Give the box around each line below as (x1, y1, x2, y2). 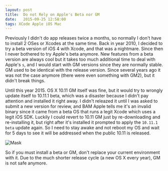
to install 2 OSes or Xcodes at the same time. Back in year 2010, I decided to (5, 41, 163, 47)
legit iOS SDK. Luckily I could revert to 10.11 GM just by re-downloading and (5, 114, 160, 120)
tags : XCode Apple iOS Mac (5, 21, 62, 27)
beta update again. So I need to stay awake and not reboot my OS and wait (5, 125, 159, 131)
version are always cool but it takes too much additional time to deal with (5, 56, 155, 63)
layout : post (5, 7, 33, 13)
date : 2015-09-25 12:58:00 (5, 17, 66, 22)
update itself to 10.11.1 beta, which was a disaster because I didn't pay (5, 93, 149, 99)
